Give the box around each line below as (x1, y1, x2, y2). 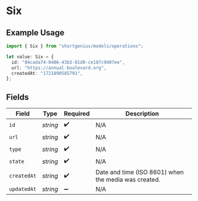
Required (64, 110, 90, 118)
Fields (6, 92, 29, 102)
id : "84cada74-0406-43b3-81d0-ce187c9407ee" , (11, 59, 126, 65)
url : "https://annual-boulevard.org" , (11, 65, 107, 71)
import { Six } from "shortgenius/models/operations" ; (6, 43, 144, 49)
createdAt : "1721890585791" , (11, 70, 83, 76)
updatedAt (9, 186, 37, 193)
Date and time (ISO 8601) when (95, 168, 184, 176)
